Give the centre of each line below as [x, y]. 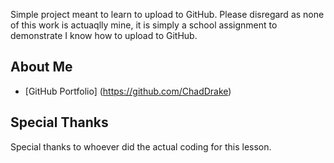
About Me [41, 67]
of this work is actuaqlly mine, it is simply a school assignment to [144, 25]
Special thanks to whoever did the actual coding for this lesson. [141, 146]
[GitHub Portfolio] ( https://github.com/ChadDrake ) [128, 91]
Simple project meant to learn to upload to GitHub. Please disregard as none [167, 14]
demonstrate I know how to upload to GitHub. [104, 35]
